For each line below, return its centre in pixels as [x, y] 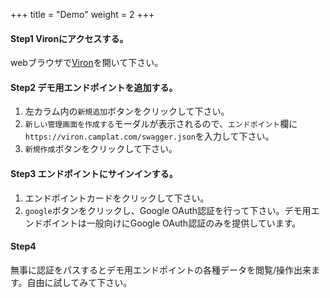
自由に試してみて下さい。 [79, 282]
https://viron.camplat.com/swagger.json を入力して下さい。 [149, 136]
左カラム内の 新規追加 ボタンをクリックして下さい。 [127, 111]
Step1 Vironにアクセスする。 [69, 38]
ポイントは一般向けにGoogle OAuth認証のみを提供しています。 [172, 223]
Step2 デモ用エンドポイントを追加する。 [94, 87]
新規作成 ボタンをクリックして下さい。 [101, 149]
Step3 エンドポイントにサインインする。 [94, 173]
